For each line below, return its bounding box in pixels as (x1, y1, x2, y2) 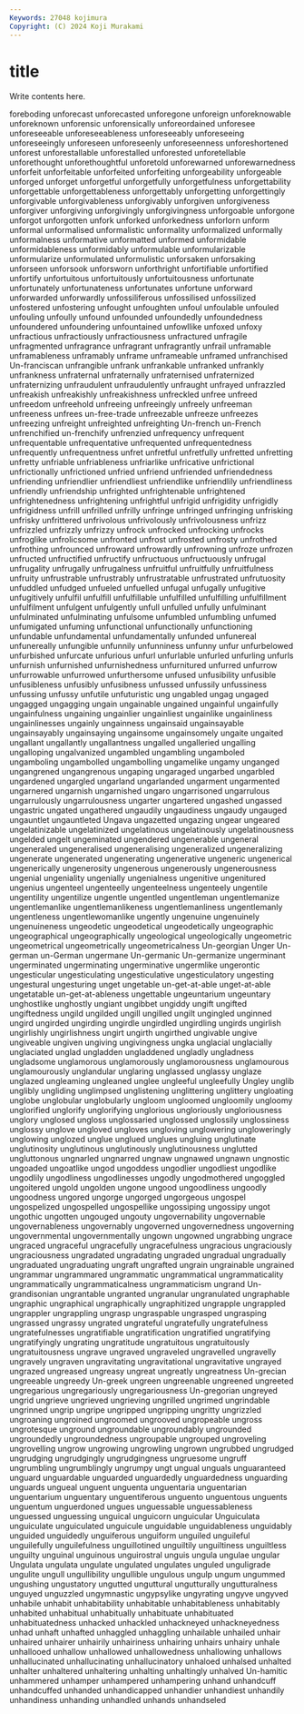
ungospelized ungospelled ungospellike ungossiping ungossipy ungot (9, 1202, 270, 1212)
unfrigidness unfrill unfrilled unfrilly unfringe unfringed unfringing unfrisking (9, 505, 293, 516)
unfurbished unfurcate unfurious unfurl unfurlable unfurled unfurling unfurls (9, 650, 294, 661)
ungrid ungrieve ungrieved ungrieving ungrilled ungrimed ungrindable (9, 1395, 270, 1406)
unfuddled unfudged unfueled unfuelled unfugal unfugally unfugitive (9, 583, 266, 593)
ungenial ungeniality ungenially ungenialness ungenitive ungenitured (9, 873, 266, 884)
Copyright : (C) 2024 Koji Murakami (9, 22, 144, 31)
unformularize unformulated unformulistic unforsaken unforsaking (9, 254, 256, 265)
